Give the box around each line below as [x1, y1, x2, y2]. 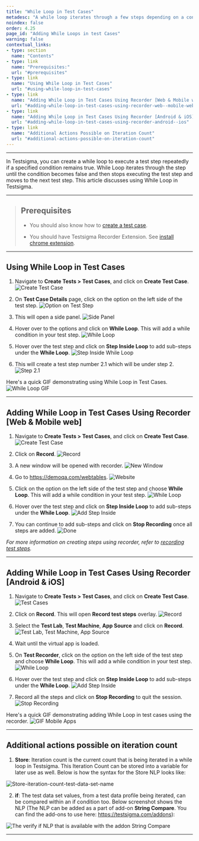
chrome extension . [29, 239, 75, 247]
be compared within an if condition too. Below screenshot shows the [14, 798, 182, 805]
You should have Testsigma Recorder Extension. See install [29, 233, 174, 240]
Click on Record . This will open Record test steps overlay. [14, 610, 158, 618]
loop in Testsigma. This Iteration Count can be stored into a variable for [14, 762, 188, 770]
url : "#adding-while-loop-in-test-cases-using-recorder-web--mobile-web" [11, 102, 197, 109]
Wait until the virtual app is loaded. [14, 640, 99, 647]
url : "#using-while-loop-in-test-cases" [11, 86, 113, 92]
